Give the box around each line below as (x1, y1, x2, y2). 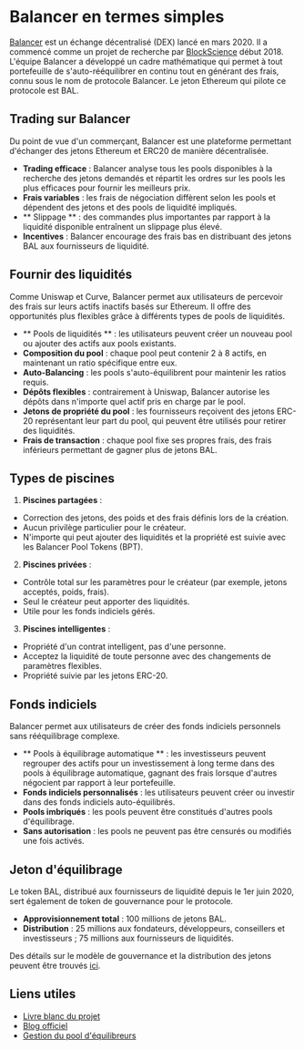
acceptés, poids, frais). (22, 586, 109, 598)
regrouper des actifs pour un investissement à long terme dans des (22, 758, 275, 769)
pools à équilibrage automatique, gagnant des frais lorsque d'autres (22, 767, 278, 778)
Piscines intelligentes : (22, 623, 111, 634)
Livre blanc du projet (22, 1010, 101, 1022)
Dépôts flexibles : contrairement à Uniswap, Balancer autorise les (22, 386, 270, 397)
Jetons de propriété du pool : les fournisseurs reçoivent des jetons (22, 406, 275, 417)
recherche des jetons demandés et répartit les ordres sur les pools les (22, 172, 286, 183)
